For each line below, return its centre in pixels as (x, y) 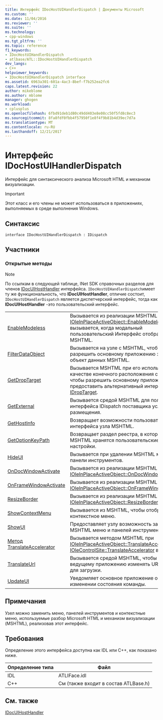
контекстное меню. (93, 516)
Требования (24, 639)
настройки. (83, 446)
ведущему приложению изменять (110, 564)
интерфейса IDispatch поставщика (111, 406)
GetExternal (21, 406)
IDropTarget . (84, 392)
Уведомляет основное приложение (112, 578)
